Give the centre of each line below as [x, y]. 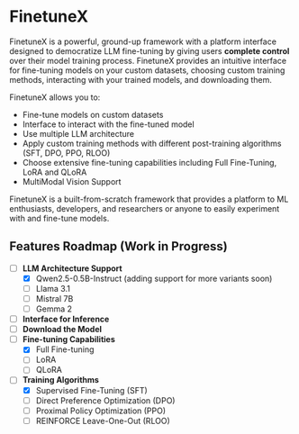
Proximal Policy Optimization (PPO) [101, 411]
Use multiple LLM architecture [78, 133]
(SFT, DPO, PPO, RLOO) [66, 153]
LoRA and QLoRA [54, 172]
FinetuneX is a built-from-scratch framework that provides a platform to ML [149, 199]
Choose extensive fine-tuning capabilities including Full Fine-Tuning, [149, 162]
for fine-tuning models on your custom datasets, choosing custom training [147, 70]
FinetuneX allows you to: [55, 97]
